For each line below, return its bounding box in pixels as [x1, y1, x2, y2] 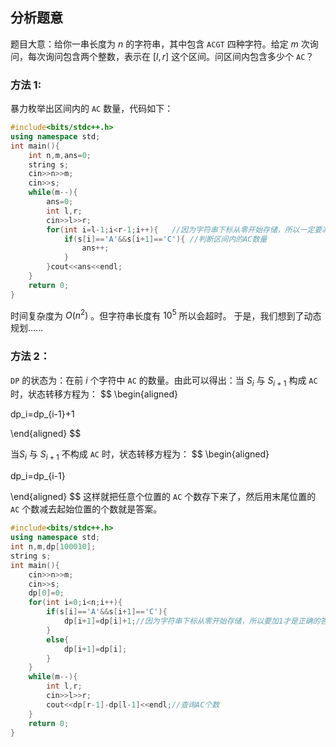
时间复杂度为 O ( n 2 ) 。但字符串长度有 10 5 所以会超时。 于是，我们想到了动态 [10, 308, 322, 322]
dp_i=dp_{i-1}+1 [10, 408, 75, 420]
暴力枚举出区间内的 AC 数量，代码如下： [10, 103, 174, 115]
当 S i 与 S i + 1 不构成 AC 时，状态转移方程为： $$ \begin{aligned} [10, 448, 270, 463]
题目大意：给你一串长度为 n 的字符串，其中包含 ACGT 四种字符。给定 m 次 [10, 38, 310, 50]
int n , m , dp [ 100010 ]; [10, 542, 97, 552]
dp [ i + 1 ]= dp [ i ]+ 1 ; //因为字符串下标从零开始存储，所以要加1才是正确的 [63, 616, 321, 627]
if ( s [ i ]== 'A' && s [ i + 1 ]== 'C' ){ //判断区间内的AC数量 [63, 234, 268, 244]
